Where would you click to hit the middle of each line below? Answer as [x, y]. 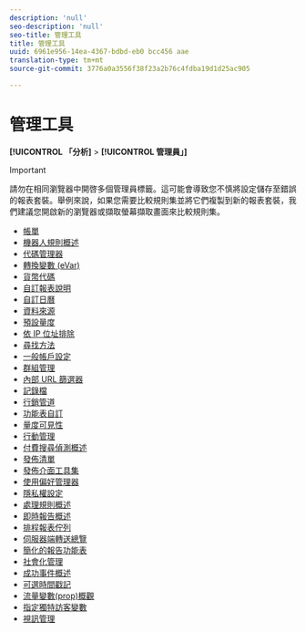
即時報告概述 [46, 515]
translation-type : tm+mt [56, 60]
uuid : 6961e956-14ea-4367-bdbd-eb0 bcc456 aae [99, 52]
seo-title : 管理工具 [46, 35]
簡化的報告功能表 [55, 550]
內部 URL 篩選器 [53, 378]
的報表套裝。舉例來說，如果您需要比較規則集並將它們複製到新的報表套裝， [149, 200]
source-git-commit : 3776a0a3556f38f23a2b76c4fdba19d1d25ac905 [130, 69]
